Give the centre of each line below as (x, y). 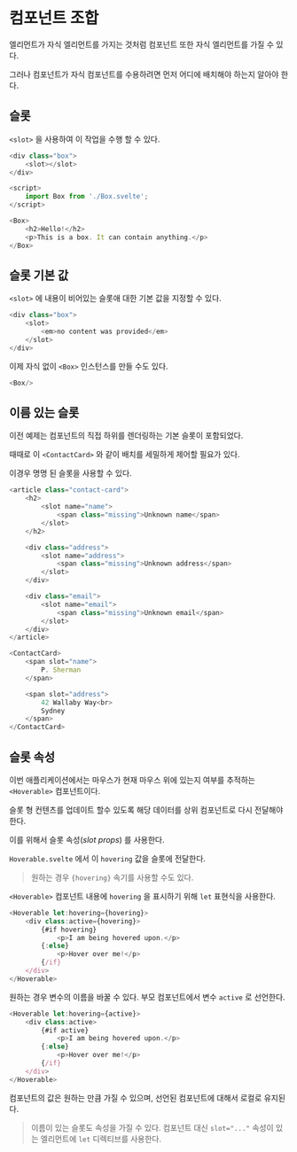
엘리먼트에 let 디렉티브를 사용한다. (101, 1139)
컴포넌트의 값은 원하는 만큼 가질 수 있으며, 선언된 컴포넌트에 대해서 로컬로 (136, 1098)
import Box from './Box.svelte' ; (87, 197)
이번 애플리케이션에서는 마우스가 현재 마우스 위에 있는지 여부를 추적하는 (132, 780)
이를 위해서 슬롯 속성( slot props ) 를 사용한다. (87, 839)
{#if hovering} (69, 930)
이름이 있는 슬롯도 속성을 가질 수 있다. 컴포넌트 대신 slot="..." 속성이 (152, 1127)
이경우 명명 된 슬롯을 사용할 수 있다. (70, 473)
